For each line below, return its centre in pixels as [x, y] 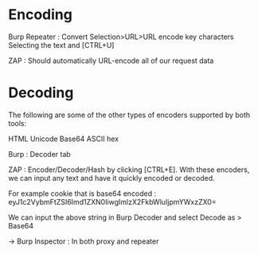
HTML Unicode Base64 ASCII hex [64, 139]
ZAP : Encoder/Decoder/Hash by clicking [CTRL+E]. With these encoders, [129, 170]
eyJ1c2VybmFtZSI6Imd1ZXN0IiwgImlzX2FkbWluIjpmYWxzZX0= [112, 201]
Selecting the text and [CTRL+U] [61, 45]
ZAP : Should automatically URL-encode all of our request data [111, 61]
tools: [18, 123]
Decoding [41, 93]
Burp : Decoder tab [40, 154]
